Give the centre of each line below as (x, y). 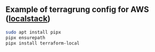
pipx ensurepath (25, 37)
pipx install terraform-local (43, 43)
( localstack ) (28, 19)
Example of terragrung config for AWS (77, 10)
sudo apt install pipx (33, 32)
